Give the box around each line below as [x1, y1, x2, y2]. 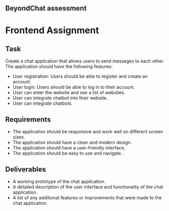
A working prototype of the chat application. [12, 178, 106, 185]
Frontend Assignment [5, 24, 99, 36]
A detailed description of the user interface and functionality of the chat [12, 184, 163, 190]
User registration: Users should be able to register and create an [12, 73, 148, 79]
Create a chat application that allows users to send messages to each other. [5, 58, 164, 64]
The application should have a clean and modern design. [12, 139, 132, 145]
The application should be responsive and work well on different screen [12, 129, 163, 135]
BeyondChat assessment [5, 4, 87, 13]
